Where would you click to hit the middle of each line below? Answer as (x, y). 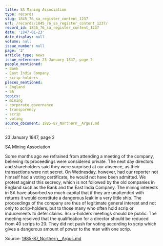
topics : (13, 96)
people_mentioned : (24, 64)
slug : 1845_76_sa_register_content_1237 (47, 19)
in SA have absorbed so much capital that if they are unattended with (75, 192)
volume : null (18, 42)
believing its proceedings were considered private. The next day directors (79, 161)
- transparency (20, 110)
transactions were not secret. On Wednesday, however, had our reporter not (82, 172)
